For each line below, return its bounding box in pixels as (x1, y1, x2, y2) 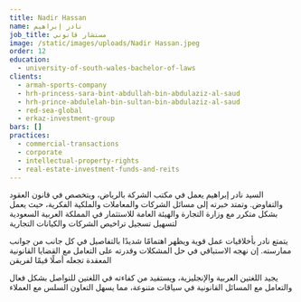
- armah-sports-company (17, 80, 107, 90)
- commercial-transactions (17, 139, 119, 148)
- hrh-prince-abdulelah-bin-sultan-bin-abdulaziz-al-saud (17, 97, 241, 107)
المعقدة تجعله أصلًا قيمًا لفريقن (9, 255, 112, 266)
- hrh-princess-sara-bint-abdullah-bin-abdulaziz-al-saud (17, 89, 241, 98)
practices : (9, 131, 51, 140)
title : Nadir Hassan (9, 13, 88, 23)
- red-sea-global (17, 106, 83, 115)
